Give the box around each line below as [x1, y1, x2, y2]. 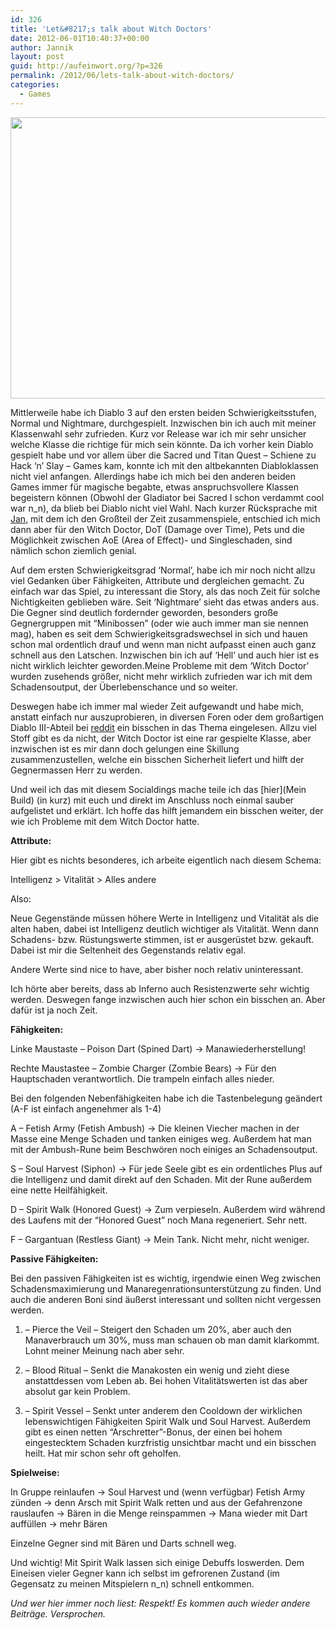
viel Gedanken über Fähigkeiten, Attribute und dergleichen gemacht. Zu [10, 574, 305, 586]
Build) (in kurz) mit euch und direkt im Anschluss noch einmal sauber [10, 794, 295, 806]
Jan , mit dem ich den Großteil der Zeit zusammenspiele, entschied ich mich [10, 512, 321, 525]
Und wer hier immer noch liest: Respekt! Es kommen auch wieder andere [10, 1597, 311, 1609]
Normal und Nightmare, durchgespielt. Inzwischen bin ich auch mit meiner [10, 417, 317, 429]
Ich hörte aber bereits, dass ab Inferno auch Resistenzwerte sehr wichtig [10, 982, 310, 995]
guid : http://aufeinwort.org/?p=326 [10, 61, 163, 71]
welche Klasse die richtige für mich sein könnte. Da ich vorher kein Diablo [10, 438, 314, 450]
